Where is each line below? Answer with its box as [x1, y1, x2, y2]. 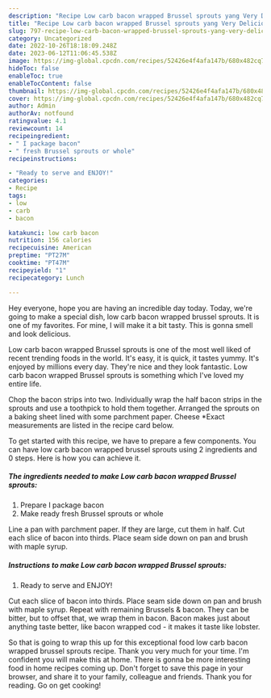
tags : [8, 191, 27, 200]
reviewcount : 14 [8, 124, 63, 132]
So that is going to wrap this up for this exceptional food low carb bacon [8, 637, 248, 647]
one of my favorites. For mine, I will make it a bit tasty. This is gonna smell [8, 320, 253, 330]
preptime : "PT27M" [8, 251, 70, 259]
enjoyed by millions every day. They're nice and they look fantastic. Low [8, 361, 248, 372]
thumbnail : [8, 86, 45, 95]
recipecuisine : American [8, 244, 92, 252]
